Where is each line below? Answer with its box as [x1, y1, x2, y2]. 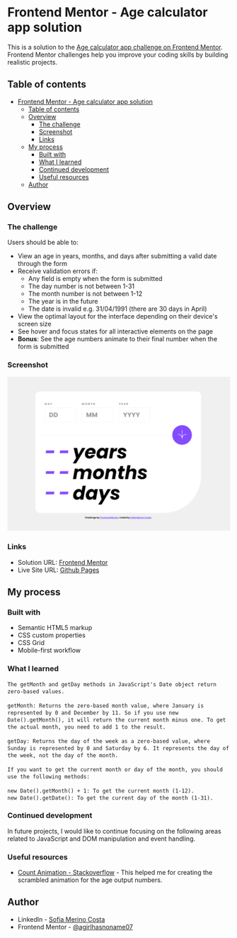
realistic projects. [7, 57, 58, 66]
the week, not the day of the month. [7, 751, 119, 759]
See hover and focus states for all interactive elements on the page [17, 327, 214, 336]
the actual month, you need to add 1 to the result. [7, 723, 166, 731]
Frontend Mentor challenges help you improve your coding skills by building [7, 50, 229, 59]
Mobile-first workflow [17, 646, 81, 655]
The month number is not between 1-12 [28, 289, 143, 298]
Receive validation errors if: [17, 267, 98, 275]
